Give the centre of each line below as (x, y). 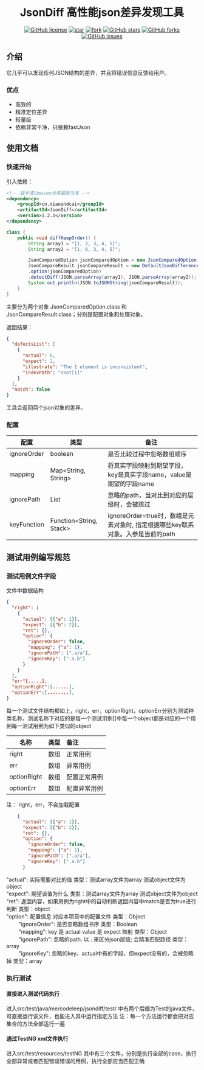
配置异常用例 (85, 788)
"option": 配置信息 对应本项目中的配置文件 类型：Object (76, 916)
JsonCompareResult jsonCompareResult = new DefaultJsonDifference (114, 266)
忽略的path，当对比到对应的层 (151, 495)
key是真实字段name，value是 (150, 474)
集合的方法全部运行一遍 (36, 1024)
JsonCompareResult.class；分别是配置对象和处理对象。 (76, 314)
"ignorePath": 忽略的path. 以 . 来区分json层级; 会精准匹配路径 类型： (103, 939)
